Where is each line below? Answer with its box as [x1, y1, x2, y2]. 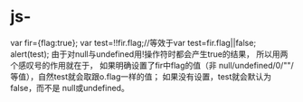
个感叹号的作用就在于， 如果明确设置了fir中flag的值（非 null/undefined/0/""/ [10, 60, 294, 70]
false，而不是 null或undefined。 [10, 82, 129, 93]
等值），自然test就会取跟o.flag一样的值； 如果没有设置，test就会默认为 [10, 70, 272, 82]
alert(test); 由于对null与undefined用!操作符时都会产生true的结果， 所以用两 [10, 48, 289, 60]
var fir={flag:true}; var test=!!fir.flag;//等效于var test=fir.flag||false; [10, 37, 257, 48]
